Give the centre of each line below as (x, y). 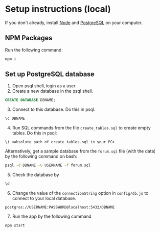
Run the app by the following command (52, 216)
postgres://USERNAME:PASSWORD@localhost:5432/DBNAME (60, 207)
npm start (15, 225)
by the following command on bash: (41, 156)
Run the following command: (34, 50)
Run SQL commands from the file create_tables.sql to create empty (81, 128)
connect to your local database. (44, 198)
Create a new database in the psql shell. (53, 91)
